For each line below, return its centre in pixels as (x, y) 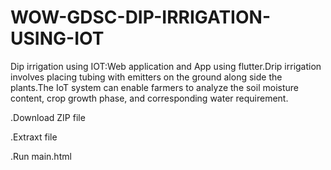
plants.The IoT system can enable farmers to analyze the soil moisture (154, 87)
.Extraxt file (34, 137)
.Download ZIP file (48, 117)
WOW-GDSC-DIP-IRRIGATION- (140, 17)
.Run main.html (41, 156)
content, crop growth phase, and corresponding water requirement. (149, 98)
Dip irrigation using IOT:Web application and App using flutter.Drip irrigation (166, 66)
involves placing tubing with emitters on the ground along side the (146, 77)
